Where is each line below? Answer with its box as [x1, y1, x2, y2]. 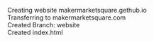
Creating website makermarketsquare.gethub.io [7, 6, 147, 14]
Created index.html [7, 28, 63, 36]
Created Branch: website [7, 21, 80, 29]
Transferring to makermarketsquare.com [7, 13, 126, 22]
